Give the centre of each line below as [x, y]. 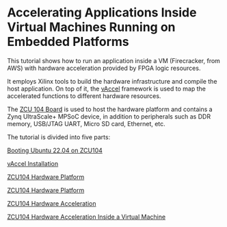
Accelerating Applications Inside [102, 13]
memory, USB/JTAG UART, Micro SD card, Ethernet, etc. [86, 123]
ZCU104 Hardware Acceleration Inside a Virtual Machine [86, 217]
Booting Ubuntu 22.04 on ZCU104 [55, 150]
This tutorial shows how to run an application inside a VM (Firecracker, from [114, 60]
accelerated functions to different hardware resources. [84, 96]
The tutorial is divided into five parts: [59, 137]
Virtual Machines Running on [91, 27]
